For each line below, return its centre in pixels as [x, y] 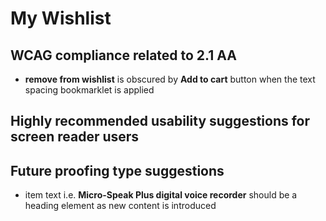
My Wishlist [61, 18]
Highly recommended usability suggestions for [160, 121]
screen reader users [75, 137]
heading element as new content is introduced [120, 206]
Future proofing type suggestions [117, 170]
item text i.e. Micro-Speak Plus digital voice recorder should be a [161, 195]
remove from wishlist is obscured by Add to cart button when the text [170, 79]
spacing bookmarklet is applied [89, 90]
